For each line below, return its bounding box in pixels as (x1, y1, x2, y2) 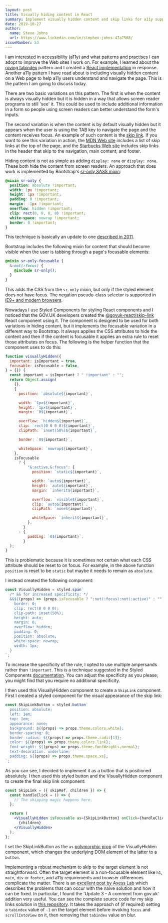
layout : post (5, 7, 32, 13)
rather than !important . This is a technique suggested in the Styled (5, 667, 143, 673)
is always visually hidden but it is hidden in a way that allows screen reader (5, 95, 160, 101)
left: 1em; (9, 712, 32, 717)
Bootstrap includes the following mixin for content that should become (5, 244, 150, 250)
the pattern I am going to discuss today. (5, 80, 87, 86)
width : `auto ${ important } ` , (31, 479, 91, 484)
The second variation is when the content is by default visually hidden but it (5, 121, 161, 127)
